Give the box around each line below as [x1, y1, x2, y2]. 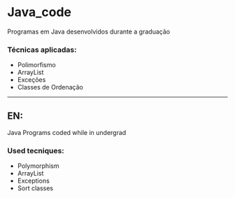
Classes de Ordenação [17, 83, 84, 92]
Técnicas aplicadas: [7, 45, 77, 55]
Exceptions [17, 176, 50, 185]
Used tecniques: [7, 146, 64, 155]
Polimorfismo [17, 61, 56, 69]
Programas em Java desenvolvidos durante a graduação [7, 27, 170, 36]
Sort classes [17, 184, 54, 192]
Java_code [7, 4, 72, 20]
